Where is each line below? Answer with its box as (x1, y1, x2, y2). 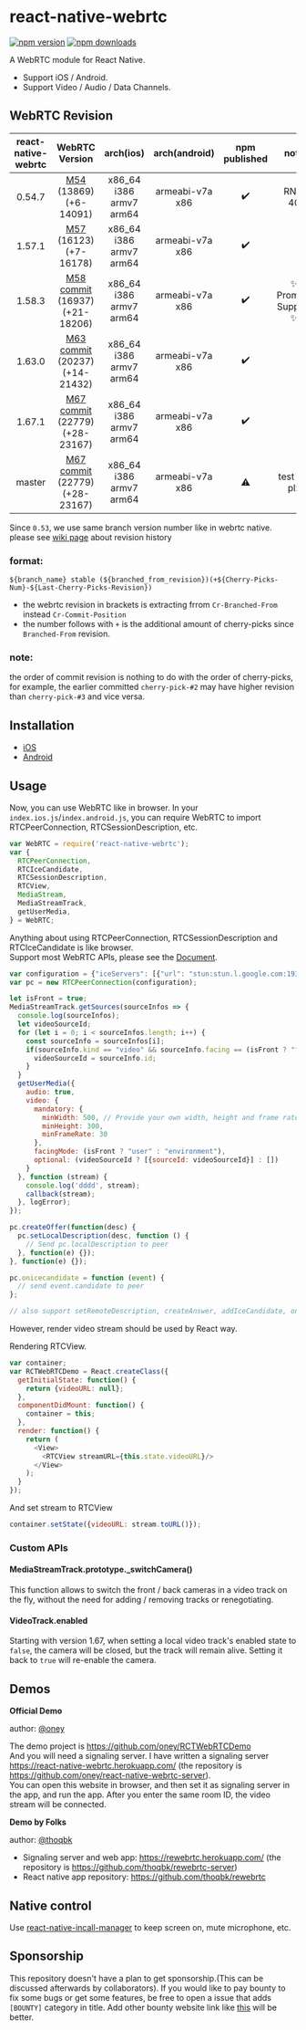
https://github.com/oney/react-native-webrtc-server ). (9, 1770, 211, 1781)
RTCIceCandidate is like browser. (9, 942, 134, 953)
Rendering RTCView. (9, 1341, 87, 1352)
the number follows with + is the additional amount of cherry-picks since (22, 619, 294, 630)
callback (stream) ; (25, 1189, 96, 1198)
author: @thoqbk (9, 1835, 73, 1846)
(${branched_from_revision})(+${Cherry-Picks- (98, 575, 280, 585)
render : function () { (17, 1427, 100, 1436)
